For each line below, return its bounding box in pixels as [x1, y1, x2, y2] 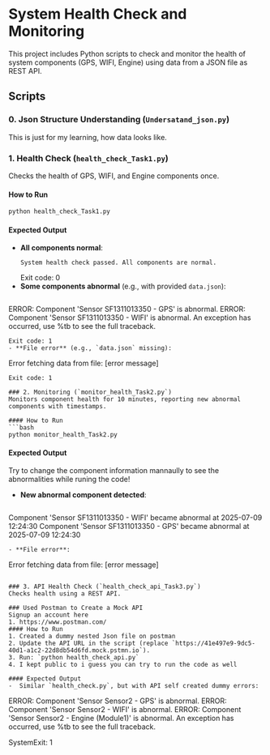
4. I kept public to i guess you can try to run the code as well [8, 661, 238, 669]
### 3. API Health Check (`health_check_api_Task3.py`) [8, 582, 201, 591]
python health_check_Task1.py [8, 207, 111, 215]
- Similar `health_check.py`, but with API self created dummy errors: [8, 682, 259, 690]
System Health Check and [8, 5, 187, 23]
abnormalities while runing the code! [8, 475, 131, 484]
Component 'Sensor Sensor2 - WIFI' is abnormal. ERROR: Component [8, 705, 242, 714]
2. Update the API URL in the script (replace [8, 639, 169, 648]
